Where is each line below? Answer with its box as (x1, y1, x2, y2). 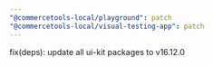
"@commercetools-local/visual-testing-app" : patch (9, 22, 205, 31)
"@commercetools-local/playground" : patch (9, 13, 172, 23)
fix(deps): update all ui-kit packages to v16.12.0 (9, 46, 186, 57)
